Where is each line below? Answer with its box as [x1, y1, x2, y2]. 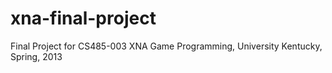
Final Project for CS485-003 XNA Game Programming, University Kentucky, [10, 40, 323, 52]
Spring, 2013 [10, 50, 63, 62]
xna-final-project [10, 7, 157, 30]
